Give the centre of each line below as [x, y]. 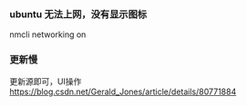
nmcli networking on [48, 34]
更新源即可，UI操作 [46, 81]
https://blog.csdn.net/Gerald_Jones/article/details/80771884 [123, 92]
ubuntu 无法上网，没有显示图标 [78, 14]
